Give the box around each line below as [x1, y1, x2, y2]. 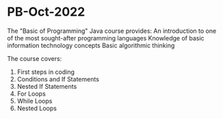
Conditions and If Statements [16, 75, 99, 83]
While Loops [16, 96, 53, 105]
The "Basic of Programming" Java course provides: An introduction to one [7, 27, 217, 35]
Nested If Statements [16, 82, 77, 90]
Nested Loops [16, 104, 57, 112]
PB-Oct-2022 [7, 4, 86, 20]
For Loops [16, 90, 46, 98]
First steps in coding [16, 68, 75, 76]
